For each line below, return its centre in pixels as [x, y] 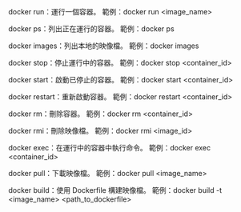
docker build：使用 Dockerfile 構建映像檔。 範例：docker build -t [115, 190]
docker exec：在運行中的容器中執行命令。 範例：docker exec [110, 148]
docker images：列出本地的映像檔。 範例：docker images [104, 46]
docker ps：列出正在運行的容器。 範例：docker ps [91, 29]
